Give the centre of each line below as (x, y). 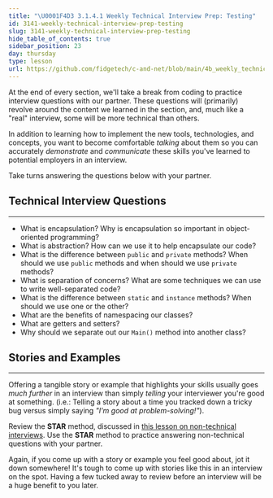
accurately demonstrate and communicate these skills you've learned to (129, 151)
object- (238, 228)
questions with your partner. (56, 443)
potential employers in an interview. (68, 159)
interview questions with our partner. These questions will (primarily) (123, 100)
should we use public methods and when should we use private (128, 263)
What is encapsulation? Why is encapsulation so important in (122, 228)
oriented (34, 237)
